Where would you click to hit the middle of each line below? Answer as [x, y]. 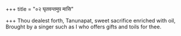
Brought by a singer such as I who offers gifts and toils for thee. [84, 27]
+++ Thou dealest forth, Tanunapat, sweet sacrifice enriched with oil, [91, 21]
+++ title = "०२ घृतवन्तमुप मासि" [40, 9]
